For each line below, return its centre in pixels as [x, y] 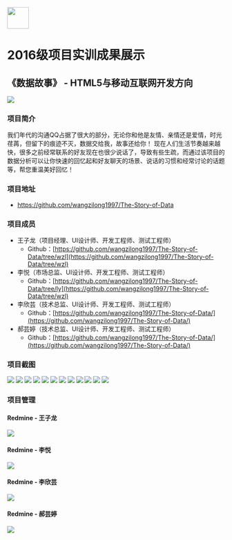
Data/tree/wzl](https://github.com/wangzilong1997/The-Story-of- [120, 257]
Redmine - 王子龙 [32, 418]
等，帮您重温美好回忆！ [40, 169]
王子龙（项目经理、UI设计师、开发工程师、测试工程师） [96, 240]
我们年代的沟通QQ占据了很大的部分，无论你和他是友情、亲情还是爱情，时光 [115, 135]
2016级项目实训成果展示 [76, 55]
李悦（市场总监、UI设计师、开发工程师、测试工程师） [93, 272]
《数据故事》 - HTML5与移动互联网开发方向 [100, 83]
